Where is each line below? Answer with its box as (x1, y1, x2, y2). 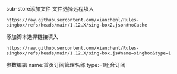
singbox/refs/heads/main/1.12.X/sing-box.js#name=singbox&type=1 (6, 50, 171, 56)
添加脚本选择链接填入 (6, 33, 58, 40)
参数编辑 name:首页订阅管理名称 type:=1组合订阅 (6, 62, 126, 68)
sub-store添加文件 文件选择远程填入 (6, 5, 94, 12)
